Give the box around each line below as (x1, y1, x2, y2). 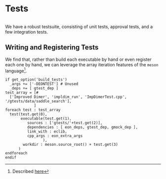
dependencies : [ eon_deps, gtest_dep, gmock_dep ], (27, 125, 138, 130)
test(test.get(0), (9, 112, 48, 117)
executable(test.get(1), (20, 116, 72, 121)
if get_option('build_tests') (5, 77, 68, 82)
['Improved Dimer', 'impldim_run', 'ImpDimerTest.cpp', (9, 94, 127, 99)
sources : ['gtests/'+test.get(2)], (27, 121, 103, 126)
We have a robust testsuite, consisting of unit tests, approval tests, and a (5, 23, 153, 30)
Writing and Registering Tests (5, 43, 99, 52)
